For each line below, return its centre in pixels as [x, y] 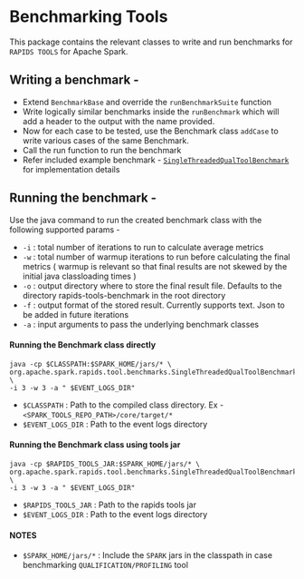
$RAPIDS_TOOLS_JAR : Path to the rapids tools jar [109, 505]
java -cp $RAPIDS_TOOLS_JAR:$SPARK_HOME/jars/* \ [105, 464]
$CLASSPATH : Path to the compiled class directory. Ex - [123, 405]
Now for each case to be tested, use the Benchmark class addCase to [150, 131]
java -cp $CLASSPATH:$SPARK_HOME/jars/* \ [90, 364]
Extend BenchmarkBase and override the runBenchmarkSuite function [147, 102]
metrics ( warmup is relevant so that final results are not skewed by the [155, 266]
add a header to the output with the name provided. [119, 121]
